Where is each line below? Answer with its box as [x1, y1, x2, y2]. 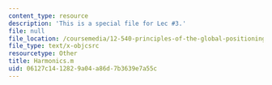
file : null [8, 27, 45, 35]
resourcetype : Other [8, 49, 79, 57]
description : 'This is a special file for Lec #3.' [8, 19, 186, 28]
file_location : [8, 34, 60, 43]
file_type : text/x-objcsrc [8, 42, 100, 50]
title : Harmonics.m [8, 57, 74, 66]
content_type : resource [8, 11, 89, 20]
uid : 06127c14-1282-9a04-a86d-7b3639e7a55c [8, 65, 158, 73]
